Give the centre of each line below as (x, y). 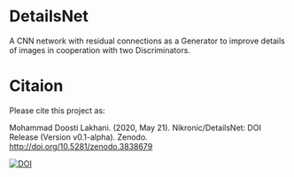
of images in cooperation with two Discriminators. (100, 50)
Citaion (36, 86)
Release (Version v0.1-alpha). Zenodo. (78, 137)
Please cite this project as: (57, 110)
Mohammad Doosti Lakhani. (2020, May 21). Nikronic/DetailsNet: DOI (135, 127)
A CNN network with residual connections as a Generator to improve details (147, 41)
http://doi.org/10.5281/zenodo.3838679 (81, 146)
